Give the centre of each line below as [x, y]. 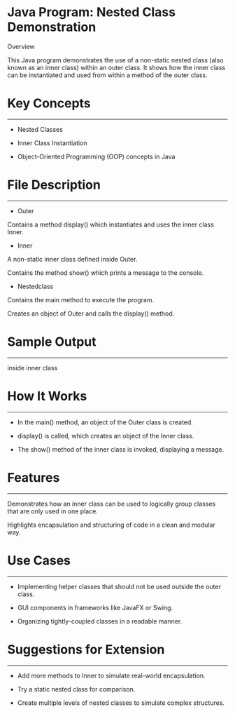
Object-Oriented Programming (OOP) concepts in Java [96, 156]
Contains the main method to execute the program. [81, 299]
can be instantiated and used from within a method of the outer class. [107, 75]
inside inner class [33, 368]
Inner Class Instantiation [52, 143]
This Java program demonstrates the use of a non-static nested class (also [115, 60]
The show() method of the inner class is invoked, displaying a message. [121, 449]
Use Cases [39, 560]
